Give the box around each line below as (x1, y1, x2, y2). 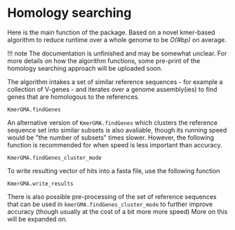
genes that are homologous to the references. (7, 93, 140, 101)
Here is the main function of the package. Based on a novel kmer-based (7, 28, 215, 36)
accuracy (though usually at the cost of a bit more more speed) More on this (7, 207, 228, 215)
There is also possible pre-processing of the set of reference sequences (7, 192, 217, 201)
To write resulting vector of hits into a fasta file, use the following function (7, 166, 220, 175)
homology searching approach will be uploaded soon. (7, 64, 163, 72)
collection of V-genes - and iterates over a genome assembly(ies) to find (7, 85, 217, 93)
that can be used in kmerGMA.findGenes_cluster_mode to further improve (7, 200, 213, 208)
